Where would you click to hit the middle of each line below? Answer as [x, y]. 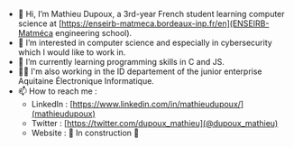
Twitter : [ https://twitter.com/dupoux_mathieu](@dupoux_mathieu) [155, 123]
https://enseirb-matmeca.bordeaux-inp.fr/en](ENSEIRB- [165, 23]
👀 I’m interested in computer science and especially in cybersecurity [145, 42]
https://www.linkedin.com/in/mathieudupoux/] [158, 104]
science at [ [40, 23]
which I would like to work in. [72, 52]
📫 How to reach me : [57, 91]
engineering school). [94, 33]
